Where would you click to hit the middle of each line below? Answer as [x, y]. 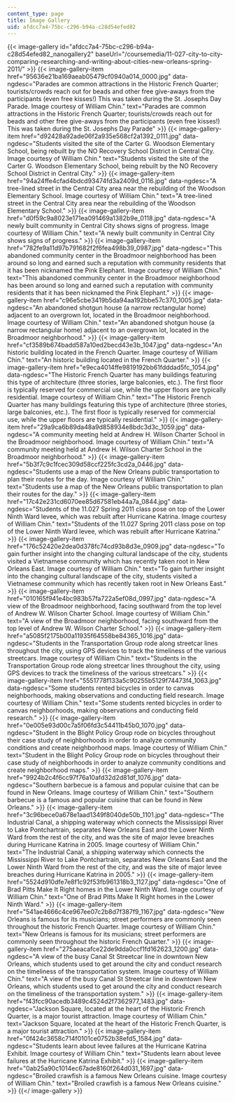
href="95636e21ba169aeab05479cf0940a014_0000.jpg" [89, 77]
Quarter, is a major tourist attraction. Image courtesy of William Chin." [107, 1016]
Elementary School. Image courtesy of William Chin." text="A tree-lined [110, 196]
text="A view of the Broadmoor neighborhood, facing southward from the [113, 621]
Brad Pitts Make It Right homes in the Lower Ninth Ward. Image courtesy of [115, 889]
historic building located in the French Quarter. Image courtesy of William [113, 352]
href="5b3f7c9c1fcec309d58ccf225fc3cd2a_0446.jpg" [87, 465]
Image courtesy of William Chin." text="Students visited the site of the [108, 159]
